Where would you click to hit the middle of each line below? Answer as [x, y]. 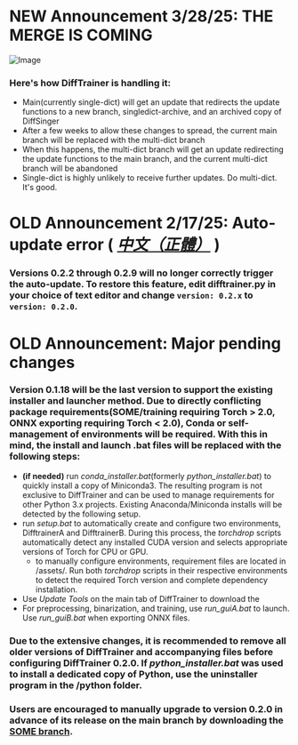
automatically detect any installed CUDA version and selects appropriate [155, 542]
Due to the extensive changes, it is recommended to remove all [148, 640]
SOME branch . [41, 731]
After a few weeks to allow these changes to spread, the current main [149, 131]
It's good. [40, 188]
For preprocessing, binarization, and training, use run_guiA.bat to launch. [156, 608]
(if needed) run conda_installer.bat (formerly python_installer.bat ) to [147, 476]
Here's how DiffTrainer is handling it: [90, 83]
